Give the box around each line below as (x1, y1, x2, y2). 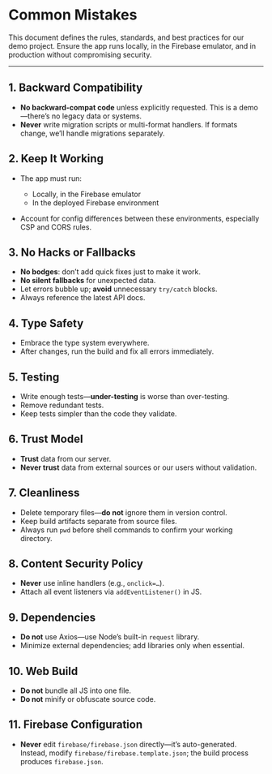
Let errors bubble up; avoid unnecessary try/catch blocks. (19, 284, 218, 294)
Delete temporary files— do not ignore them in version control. (19, 507, 228, 517)
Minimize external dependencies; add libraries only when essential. (19, 641, 245, 651)
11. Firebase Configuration (8, 718, 143, 732)
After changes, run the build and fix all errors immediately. (19, 346, 215, 356)
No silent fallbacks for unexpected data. (19, 276, 156, 286)
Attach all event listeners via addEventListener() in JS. (19, 587, 202, 597)
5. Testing (8, 370, 60, 384)
